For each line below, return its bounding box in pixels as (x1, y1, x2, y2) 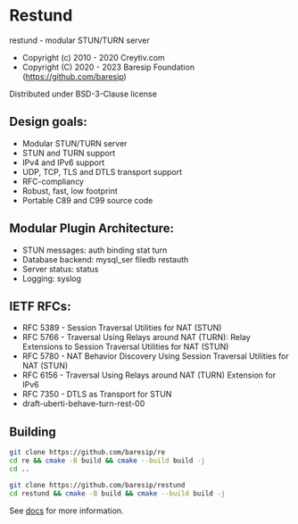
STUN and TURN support (21, 147, 116, 158)
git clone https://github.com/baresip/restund (9, 480, 186, 489)
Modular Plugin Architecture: (9, 220, 175, 237)
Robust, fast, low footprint (21, 185, 118, 196)
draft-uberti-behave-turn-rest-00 (21, 398, 145, 409)
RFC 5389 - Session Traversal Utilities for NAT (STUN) (21, 322, 222, 333)
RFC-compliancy (21, 176, 85, 187)
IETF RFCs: (9, 298, 71, 313)
